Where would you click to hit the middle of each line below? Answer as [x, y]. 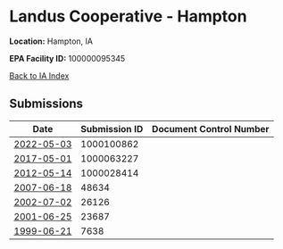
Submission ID [112, 129]
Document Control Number [210, 129]
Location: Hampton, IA [51, 41]
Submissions [46, 104]
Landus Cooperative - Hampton [128, 17]
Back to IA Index [39, 75]
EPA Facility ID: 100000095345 [67, 58]
